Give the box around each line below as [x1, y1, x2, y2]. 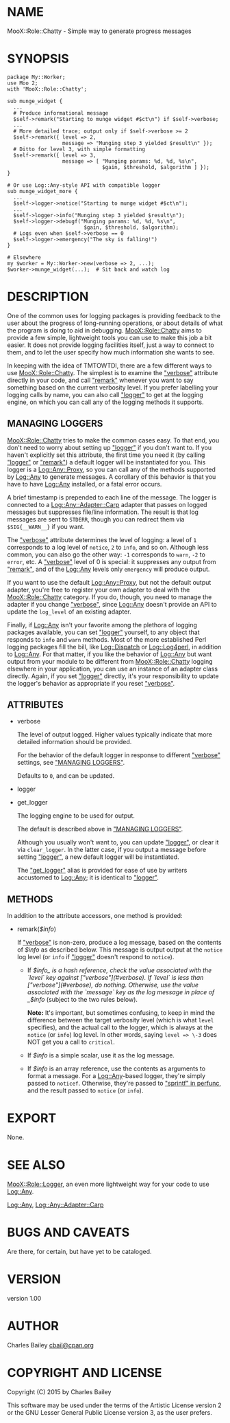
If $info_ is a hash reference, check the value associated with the [27, 966, 212, 974]
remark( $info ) [16, 925, 57, 933]
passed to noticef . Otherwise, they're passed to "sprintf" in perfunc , [27, 1079, 221, 1088]
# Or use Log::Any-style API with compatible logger [7, 181, 161, 189]
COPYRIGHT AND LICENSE [7, 1365, 162, 1381]
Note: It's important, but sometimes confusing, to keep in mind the [27, 1009, 216, 1017]
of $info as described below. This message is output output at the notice [16, 945, 223, 954]
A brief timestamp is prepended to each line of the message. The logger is [7, 493, 217, 502]
